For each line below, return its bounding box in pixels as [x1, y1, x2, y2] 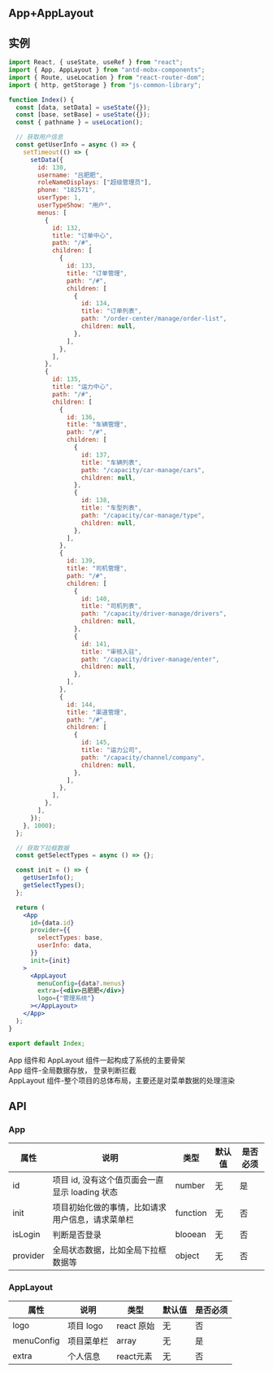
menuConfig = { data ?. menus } [37, 979, 126, 987]
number [175, 1180, 206, 1192]
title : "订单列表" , [80, 307, 142, 316]
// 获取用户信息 [15, 133, 63, 142]
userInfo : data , [37, 942, 93, 950]
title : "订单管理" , [66, 269, 128, 278]
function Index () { [8, 95, 75, 104]
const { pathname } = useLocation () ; [15, 118, 144, 127]
